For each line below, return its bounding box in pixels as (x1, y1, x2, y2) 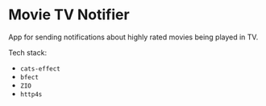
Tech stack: (8, 47, 47, 57)
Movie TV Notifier (8, 6, 131, 24)
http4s (19, 90, 43, 98)
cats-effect (19, 64, 60, 73)
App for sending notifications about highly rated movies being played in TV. (8, 32, 259, 42)
